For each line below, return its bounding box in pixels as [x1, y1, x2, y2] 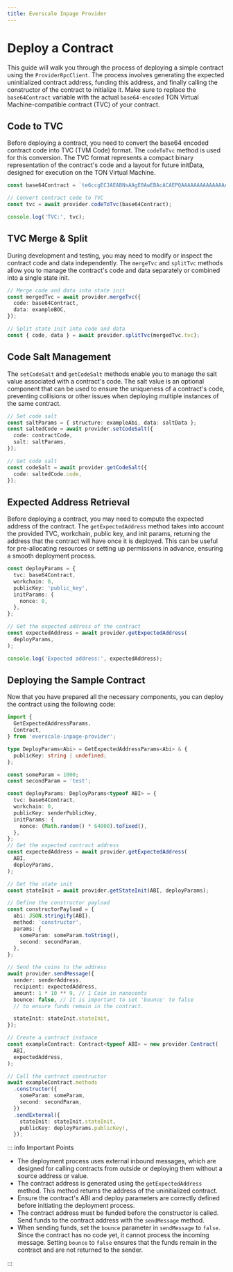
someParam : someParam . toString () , [19, 932, 119, 939]
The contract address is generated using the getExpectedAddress [17, 1179, 202, 1188]
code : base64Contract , [13, 300, 79, 307]
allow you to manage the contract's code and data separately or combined [7, 266, 221, 274]
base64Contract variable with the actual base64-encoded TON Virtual [7, 93, 199, 101]
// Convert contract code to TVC [7, 194, 104, 202]
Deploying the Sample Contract [7, 674, 146, 686]
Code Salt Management [7, 351, 111, 363]
